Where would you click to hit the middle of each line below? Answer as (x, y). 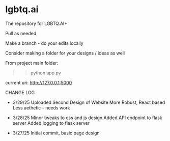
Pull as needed (21, 33)
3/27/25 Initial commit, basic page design (56, 133)
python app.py (46, 73)
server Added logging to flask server (51, 123)
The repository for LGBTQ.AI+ (36, 23)
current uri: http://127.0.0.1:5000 (39, 82)
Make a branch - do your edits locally (45, 43)
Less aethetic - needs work (41, 107)
